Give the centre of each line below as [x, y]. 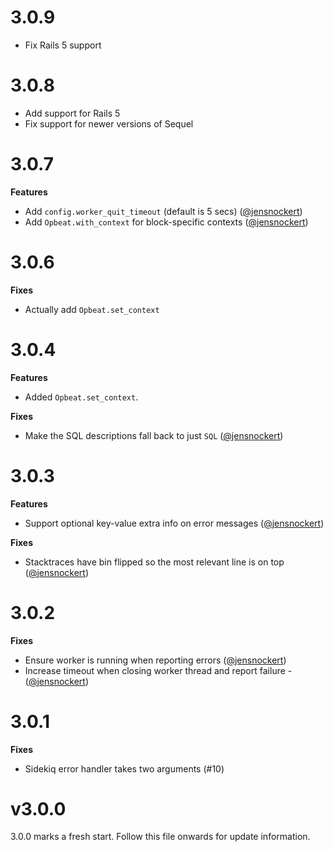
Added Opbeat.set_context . [81, 397]
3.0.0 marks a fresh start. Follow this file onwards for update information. [160, 837]
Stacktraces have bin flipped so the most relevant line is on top [154, 562]
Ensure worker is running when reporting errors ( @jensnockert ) [155, 660]
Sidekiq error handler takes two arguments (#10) [124, 768]
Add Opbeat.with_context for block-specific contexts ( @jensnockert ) [166, 222]
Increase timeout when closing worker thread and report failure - [158, 670]
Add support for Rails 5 [72, 113]
